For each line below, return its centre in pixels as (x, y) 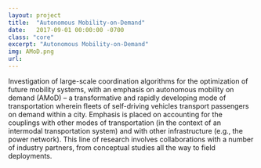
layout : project (34, 15)
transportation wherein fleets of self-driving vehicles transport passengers (129, 105)
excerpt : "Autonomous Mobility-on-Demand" (78, 45)
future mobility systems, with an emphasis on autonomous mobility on (121, 89)
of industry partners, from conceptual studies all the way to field (112, 147)
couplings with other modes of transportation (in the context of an (115, 123)
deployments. (30, 155)
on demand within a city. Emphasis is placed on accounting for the (116, 114)
